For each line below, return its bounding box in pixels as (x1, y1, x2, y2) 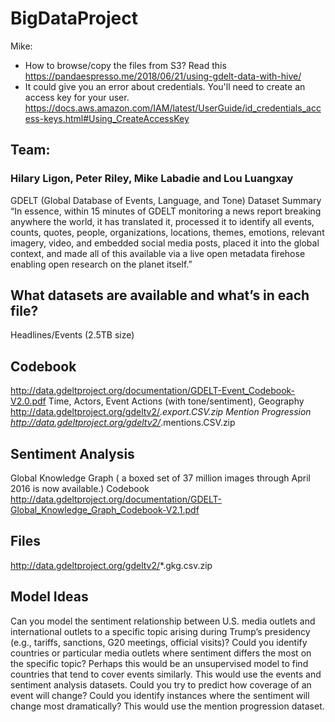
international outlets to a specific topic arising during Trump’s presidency (10, 625, 311, 637)
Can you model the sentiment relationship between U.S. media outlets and (10, 615, 316, 627)
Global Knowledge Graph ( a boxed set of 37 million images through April (10, 472, 311, 484)
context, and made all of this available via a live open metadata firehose (10, 247, 306, 259)
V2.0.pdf (10, 395, 47, 407)
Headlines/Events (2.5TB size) (10, 329, 135, 341)
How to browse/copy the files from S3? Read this (24, 59, 227, 71)
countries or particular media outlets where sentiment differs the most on (10, 647, 312, 659)
